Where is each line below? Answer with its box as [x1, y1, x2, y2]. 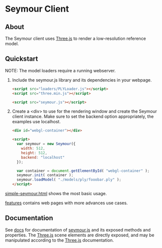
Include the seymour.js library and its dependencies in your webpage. [12, 77, 152, 83]
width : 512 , [21, 146, 45, 151]
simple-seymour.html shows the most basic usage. [5, 191, 107, 197]
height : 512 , [21, 150, 48, 155]
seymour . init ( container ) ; [17, 173, 74, 178]
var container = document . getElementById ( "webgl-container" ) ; [17, 168, 150, 173]
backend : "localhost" [21, 155, 65, 160]
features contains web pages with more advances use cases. [5, 200, 128, 206]
